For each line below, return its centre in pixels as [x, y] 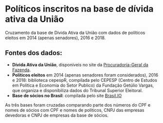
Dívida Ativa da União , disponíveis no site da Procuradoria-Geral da [80, 64]
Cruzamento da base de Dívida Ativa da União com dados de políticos [75, 32]
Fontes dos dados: [34, 53]
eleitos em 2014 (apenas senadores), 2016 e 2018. [55, 38]
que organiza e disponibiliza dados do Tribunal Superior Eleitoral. [77, 90]
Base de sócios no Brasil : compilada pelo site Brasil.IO [67, 95]
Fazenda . [21, 70]
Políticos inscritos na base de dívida [79, 9]
